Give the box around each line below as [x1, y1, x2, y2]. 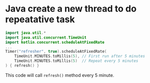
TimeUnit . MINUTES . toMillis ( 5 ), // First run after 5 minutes [14, 54, 145, 59]
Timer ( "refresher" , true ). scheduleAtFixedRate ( [5, 49, 107, 54]
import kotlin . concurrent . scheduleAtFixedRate [5, 40, 105, 45]
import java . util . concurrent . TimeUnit [5, 35, 87, 40]
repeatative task [5, 14, 75, 25]
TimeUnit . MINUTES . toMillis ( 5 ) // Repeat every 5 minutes [14, 58, 138, 63]
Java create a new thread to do [5, 3, 137, 15]
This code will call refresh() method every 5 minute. [5, 72, 114, 78]
